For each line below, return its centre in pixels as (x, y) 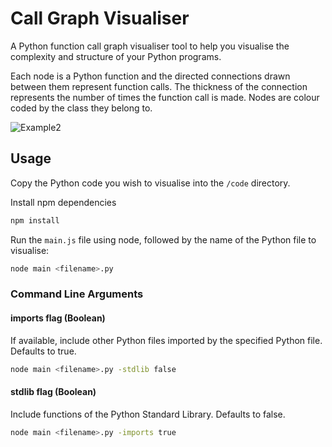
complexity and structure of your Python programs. (116, 56)
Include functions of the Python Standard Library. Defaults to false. (148, 414)
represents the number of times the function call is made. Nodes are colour (165, 97)
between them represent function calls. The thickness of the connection (159, 86)
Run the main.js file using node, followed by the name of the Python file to (163, 239)
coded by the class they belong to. (81, 108)
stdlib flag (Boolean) (53, 392)
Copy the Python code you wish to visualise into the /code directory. (150, 183)
